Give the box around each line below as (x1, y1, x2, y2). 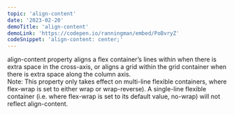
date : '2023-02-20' (7, 17, 64, 24)
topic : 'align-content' (7, 10, 77, 17)
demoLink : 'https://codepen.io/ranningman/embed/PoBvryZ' (7, 29, 180, 37)
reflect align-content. (7, 100, 68, 108)
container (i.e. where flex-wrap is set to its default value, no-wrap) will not (7, 92, 221, 101)
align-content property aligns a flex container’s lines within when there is (7, 55, 217, 63)
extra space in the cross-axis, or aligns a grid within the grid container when (7, 63, 227, 71)
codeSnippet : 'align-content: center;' (7, 36, 124, 43)
